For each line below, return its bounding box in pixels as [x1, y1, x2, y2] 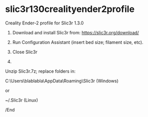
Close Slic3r [12, 49, 37, 55]
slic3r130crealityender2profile [5, 3, 135, 15]
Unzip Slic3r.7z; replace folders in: [5, 68, 76, 74]
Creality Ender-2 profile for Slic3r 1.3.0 [5, 20, 84, 26]
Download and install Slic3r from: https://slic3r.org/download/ [12, 29, 140, 35]
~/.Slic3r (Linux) [5, 97, 38, 103]
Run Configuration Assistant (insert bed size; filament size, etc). [12, 39, 144, 45]
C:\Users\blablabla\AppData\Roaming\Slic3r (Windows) [5, 78, 119, 84]
